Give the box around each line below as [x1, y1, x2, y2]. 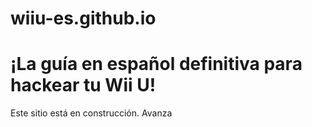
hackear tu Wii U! [10, 74, 157, 97]
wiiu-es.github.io [10, 7, 157, 30]
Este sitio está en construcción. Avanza [10, 107, 173, 119]
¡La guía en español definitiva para [10, 53, 303, 76]
